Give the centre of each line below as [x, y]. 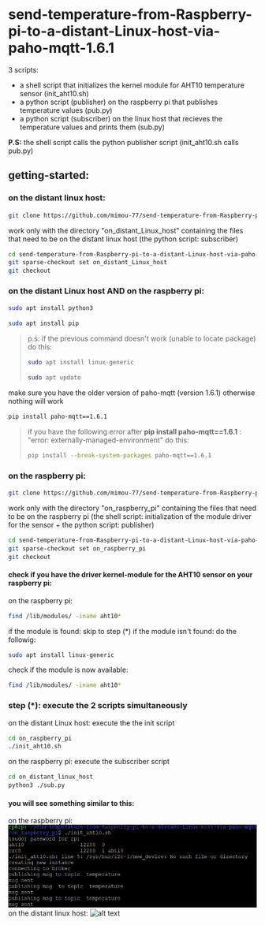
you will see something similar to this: [71, 803]
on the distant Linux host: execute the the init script [91, 722]
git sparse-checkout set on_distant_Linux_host [88, 263]
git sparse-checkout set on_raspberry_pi [77, 548]
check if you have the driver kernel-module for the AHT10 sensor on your [131, 575]
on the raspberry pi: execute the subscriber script [89, 762]
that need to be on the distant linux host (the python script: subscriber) [123, 239]
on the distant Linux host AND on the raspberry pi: [106, 291]
